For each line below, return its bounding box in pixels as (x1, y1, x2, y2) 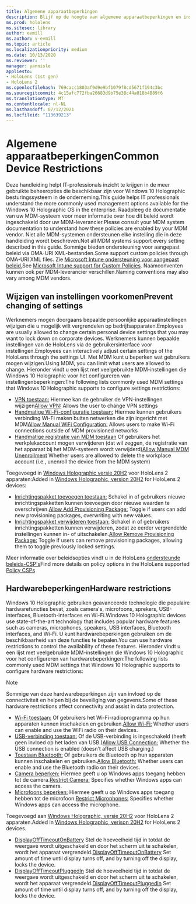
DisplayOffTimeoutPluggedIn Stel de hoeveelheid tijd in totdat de (14, 867, 170, 874)
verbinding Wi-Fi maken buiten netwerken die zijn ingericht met (14, 415, 167, 421)
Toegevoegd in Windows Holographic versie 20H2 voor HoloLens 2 (6, 469, 168, 476)
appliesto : (6, 68, 33, 74)
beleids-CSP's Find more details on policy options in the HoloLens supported (6, 561, 190, 568)
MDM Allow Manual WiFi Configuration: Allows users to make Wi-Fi (14, 421, 175, 428)
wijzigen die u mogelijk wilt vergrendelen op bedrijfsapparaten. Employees (6, 322, 184, 329)
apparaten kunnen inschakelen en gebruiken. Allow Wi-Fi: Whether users (14, 720, 189, 727)
